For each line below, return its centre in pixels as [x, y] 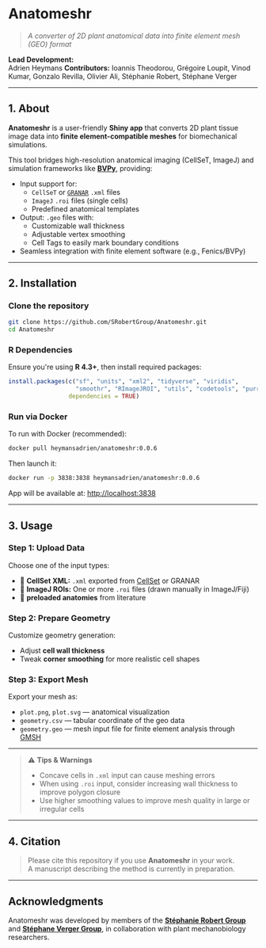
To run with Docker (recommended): [68, 434]
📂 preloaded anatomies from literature [83, 597]
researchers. [29, 937]
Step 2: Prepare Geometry [59, 618]
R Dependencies [40, 350]
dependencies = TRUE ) [104, 397]
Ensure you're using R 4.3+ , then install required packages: [105, 367]
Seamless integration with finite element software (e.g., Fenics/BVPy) [133, 251]
